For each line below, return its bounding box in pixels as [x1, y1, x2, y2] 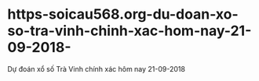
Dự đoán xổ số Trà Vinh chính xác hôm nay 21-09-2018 [7, 64, 186, 73]
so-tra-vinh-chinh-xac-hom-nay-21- [7, 22, 252, 40]
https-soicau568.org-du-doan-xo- [7, 5, 239, 23]
